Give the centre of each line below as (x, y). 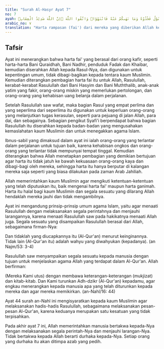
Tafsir (14, 48)
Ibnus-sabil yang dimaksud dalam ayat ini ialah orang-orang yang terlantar (80, 140)
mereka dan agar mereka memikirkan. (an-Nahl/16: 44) (60, 291)
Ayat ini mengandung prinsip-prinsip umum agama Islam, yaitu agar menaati (82, 206)
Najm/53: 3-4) (20, 246)
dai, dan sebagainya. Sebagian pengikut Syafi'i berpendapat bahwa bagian (81, 121)
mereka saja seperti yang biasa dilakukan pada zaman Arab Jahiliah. (74, 171)
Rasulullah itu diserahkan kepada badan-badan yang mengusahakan (74, 125)
